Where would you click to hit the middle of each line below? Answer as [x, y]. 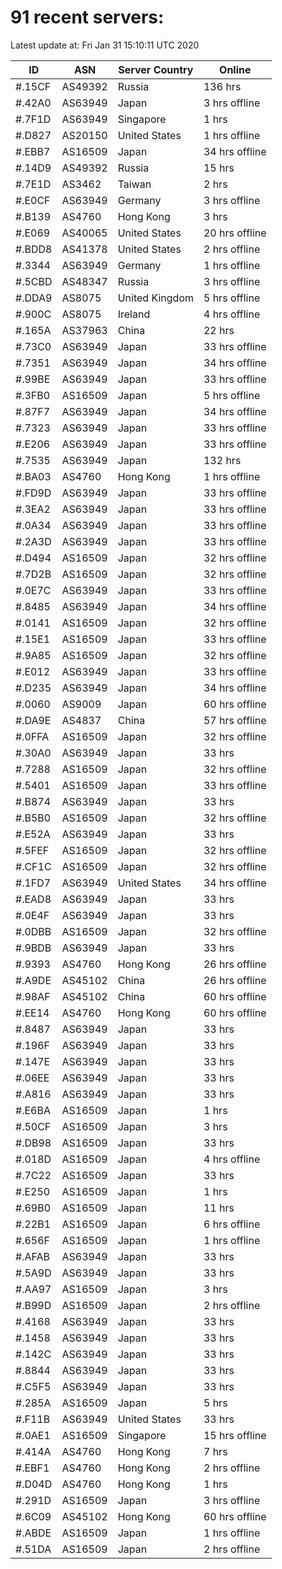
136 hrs [222, 86]
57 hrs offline [235, 720]
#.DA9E [33, 720]
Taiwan [134, 184]
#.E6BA [33, 1110]
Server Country [156, 69]
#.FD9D [33, 493]
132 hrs [222, 460]
